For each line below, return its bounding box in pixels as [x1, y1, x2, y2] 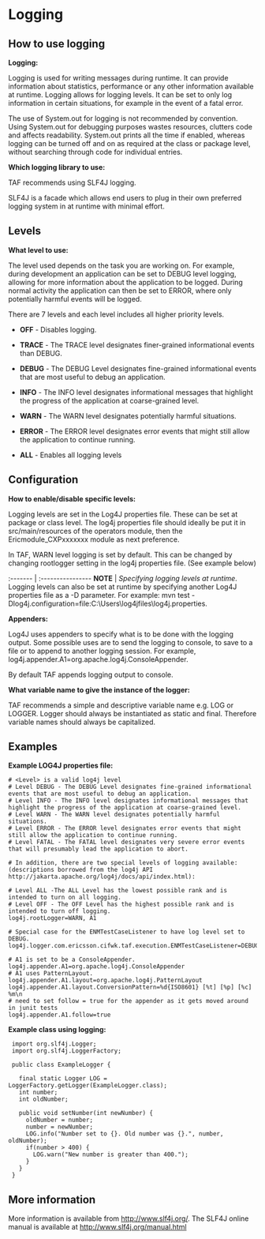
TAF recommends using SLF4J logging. [8, 178, 136, 187]
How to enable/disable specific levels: [8, 494, 136, 503]
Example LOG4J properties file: [8, 760, 114, 771]
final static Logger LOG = [18, 1075, 108, 1083]
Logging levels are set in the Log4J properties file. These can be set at [8, 509, 238, 519]
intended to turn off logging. [8, 907, 111, 915]
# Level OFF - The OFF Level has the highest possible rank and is [8, 900, 235, 909]
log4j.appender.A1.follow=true [8, 1011, 111, 1019]
